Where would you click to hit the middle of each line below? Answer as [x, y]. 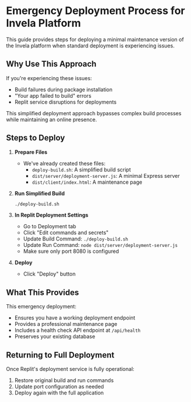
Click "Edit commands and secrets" [66, 233]
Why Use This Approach [51, 64]
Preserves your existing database [55, 336]
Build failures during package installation [63, 90]
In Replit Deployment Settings [51, 215]
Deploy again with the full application [59, 393]
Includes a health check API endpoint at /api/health [77, 330]
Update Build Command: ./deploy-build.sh [76, 239]
